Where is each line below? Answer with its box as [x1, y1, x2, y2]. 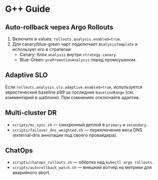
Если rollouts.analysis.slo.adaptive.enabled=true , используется [5, 84, 143, 90]
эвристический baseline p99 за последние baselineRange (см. [5, 89, 134, 95]
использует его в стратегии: [12, 47, 72, 52]
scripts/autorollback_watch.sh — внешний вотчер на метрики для [12, 164, 152, 170]
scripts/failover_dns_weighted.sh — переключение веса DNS [12, 127, 143, 133]
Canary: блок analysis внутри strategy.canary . [19, 51, 117, 57]
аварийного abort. [12, 170, 51, 176]
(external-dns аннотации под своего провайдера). [12, 132, 118, 138]
